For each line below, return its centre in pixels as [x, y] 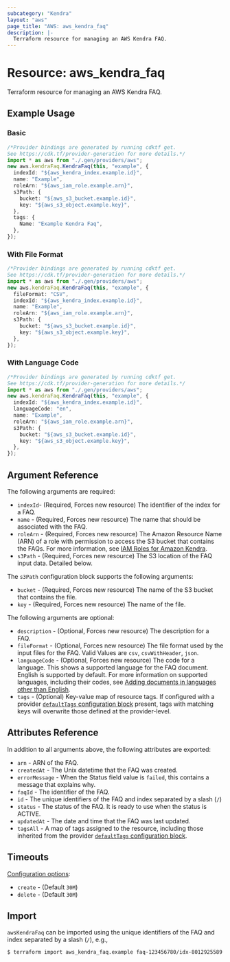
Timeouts [28, 857]
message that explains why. [56, 784]
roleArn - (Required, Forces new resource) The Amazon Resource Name [119, 534]
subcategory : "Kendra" [39, 13]
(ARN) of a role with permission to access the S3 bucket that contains [116, 541]
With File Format [35, 254]
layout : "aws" [27, 20]
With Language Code [43, 363]
